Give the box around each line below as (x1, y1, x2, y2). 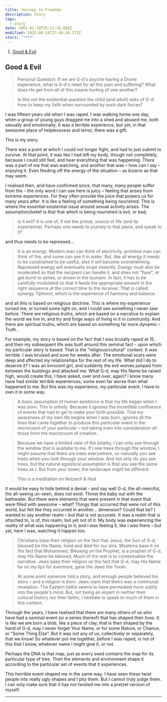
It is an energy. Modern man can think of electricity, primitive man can (17, 248, 161, 254)
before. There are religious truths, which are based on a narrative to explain (5, 311, 160, 316)
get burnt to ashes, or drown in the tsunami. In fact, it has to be (17, 274, 147, 281)
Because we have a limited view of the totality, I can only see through (17, 440, 160, 446)
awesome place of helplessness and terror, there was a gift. (5, 127, 128, 133)
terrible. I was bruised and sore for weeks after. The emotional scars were (5, 352, 157, 358)
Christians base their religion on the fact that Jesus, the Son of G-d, (17, 537, 157, 543)
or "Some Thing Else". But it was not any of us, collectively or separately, (5, 630, 154, 636)
